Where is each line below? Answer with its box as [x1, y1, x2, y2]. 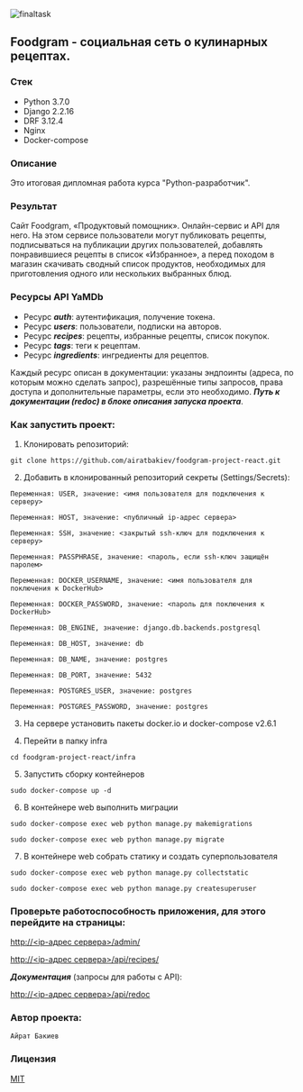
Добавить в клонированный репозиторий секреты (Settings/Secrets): [23, 471, 290, 482]
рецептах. [10, 49, 71, 64]
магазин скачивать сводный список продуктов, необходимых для [10, 259, 266, 269]
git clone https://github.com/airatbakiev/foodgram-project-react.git [10, 456, 281, 465]
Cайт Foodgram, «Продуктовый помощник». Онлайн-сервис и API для [10, 221, 280, 232]
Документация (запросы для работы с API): [10, 971, 183, 982]
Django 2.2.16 [23, 105, 75, 116]
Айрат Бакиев [10, 1032, 60, 1041]
